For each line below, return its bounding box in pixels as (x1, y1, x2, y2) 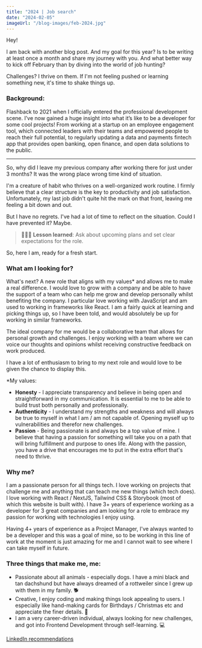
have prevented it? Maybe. (6, 219, 72, 226)
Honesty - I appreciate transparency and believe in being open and (14, 389, 182, 396)
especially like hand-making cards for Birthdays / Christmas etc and (14, 602, 183, 609)
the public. (6, 146, 33, 154)
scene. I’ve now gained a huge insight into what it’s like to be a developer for (6, 114, 196, 121)
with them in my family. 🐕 (14, 586, 79, 594)
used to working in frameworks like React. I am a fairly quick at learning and (6, 303, 194, 311)
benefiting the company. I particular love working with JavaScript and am (6, 297, 188, 304)
